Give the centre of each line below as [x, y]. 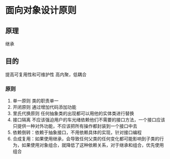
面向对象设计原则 [41, 10]
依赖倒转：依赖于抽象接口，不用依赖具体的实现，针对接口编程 [77, 133]
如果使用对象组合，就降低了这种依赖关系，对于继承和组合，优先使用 [93, 145]
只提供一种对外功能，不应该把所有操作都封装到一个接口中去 [75, 126]
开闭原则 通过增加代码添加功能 [44, 107]
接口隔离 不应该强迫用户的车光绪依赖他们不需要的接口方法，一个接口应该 [89, 120]
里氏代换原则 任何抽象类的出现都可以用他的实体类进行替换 [73, 113]
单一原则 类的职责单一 [36, 101]
